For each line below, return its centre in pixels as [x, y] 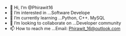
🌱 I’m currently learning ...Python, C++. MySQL [57, 18]
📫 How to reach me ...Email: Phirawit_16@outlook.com [65, 28]
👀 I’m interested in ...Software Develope [50, 13]
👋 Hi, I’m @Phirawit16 [31, 8]
